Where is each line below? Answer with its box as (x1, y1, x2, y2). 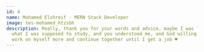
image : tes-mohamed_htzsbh (6, 20, 75, 26)
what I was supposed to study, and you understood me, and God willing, (12, 31, 200, 37)
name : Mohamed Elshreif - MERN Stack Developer (6, 14, 129, 20)
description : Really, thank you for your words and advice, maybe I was (6, 25, 194, 32)
